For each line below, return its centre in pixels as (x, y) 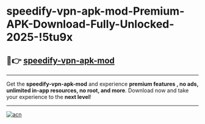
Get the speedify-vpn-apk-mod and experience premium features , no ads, (103, 84)
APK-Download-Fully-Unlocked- (90, 24)
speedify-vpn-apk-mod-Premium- (95, 11)
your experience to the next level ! (49, 97)
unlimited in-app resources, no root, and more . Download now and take (98, 90)
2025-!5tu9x (40, 37)
